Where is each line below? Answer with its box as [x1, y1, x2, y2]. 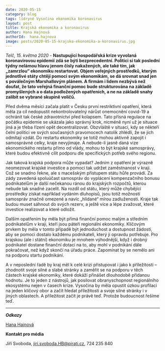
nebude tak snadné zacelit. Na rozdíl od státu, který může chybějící [5, 185, 141, 191]
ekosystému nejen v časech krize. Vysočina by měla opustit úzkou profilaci [5, 282, 157, 288]
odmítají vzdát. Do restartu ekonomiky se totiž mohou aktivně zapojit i [5, 134, 146, 140]
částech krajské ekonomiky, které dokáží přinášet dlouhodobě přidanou [5, 272, 150, 278]
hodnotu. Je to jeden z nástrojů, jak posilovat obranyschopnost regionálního [5, 277, 159, 283]
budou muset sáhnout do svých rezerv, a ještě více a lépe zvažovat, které [5, 201, 154, 207]
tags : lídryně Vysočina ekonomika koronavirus [5, 16, 102, 21]
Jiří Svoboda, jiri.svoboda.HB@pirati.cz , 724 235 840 [5, 340, 113, 346]
